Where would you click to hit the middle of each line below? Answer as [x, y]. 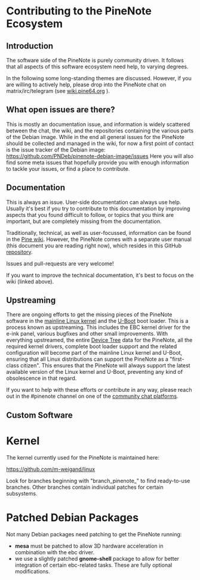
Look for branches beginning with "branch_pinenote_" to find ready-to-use [98, 481]
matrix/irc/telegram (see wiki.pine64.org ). [58, 91]
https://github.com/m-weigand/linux [51, 469]
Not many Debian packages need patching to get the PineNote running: [94, 534]
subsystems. [22, 493]
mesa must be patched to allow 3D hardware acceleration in [89, 546]
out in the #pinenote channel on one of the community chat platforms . [92, 396]
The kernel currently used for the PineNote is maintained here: [83, 457]
